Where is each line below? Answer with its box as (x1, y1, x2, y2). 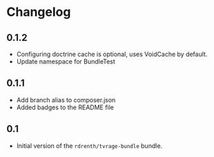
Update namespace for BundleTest (16, 57, 115, 66)
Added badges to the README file (16, 103, 115, 111)
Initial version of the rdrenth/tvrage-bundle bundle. (16, 141, 163, 149)
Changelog (6, 4, 71, 20)
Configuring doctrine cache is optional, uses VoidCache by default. (16, 50, 208, 58)
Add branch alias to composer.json (16, 95, 116, 104)
